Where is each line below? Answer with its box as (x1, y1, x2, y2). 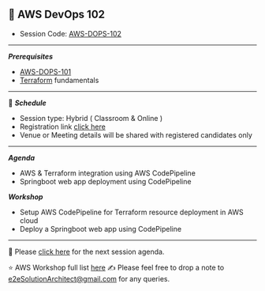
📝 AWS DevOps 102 (8, 8, 105, 21)
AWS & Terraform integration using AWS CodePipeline (19, 168, 196, 178)
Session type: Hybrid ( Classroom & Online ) (19, 113, 163, 123)
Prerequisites (8, 51, 54, 61)
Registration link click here (19, 122, 106, 131)
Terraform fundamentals (19, 75, 99, 85)
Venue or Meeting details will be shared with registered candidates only (19, 130, 252, 139)
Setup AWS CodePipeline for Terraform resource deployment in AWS (19, 207, 244, 217)
